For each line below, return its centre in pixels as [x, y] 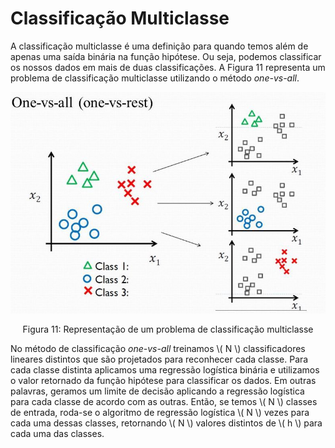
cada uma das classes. [57, 434]
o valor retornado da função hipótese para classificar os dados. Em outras [163, 381]
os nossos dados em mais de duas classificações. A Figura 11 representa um [168, 67]
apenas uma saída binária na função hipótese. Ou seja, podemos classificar [166, 56]
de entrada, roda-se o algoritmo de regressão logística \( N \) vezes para [160, 413]
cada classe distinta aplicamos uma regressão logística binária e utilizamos [165, 370]
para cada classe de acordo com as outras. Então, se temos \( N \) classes [164, 402]
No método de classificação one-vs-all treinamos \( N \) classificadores [158, 349]
